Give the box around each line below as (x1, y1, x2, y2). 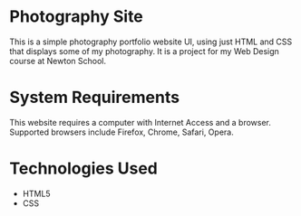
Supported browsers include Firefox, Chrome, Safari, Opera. (9, 127, 234, 137)
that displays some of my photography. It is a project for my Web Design (9, 45, 279, 56)
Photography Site (9, 6, 143, 27)
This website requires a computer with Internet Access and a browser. (9, 117, 272, 127)
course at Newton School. (9, 55, 107, 66)
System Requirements (9, 88, 180, 108)
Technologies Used (9, 158, 159, 179)
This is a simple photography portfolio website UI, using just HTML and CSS (9, 36, 293, 47)
